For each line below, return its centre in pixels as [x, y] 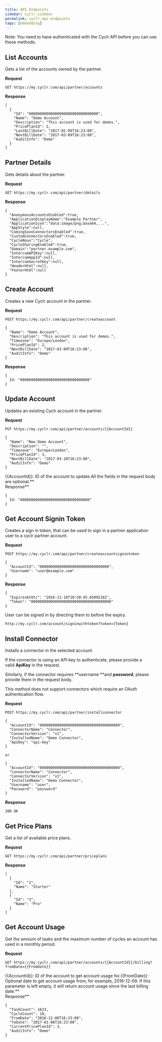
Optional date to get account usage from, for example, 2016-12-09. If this [78, 981]
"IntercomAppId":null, [32, 257]
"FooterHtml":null [28, 270]
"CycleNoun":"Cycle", [31, 240]
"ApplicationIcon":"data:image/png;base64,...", [59, 223]
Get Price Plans [29, 826]
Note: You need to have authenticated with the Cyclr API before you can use [81, 37]
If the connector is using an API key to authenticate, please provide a [74, 660]
